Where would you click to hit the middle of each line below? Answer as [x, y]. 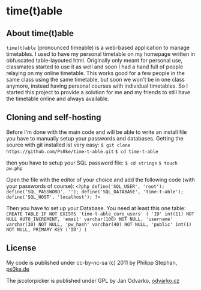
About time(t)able [40, 33]
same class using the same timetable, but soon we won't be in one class [95, 80]
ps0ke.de [18, 269]
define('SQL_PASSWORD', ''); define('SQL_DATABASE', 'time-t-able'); [95, 192]
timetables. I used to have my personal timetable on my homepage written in [101, 54]
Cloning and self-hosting [54, 117]
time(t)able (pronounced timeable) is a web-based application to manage [98, 47]
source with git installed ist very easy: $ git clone [68, 145]
